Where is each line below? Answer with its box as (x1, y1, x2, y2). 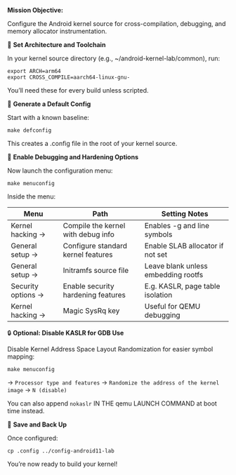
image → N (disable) (7, 386, 67, 394)
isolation (144, 290, 173, 300)
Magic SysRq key (63, 306, 120, 315)
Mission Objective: (7, 6, 63, 14)
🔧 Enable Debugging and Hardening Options (7, 153, 139, 161)
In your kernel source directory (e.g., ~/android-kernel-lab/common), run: (7, 54, 220, 62)
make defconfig (7, 127, 52, 134)
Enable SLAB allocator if (144, 241, 224, 250)
